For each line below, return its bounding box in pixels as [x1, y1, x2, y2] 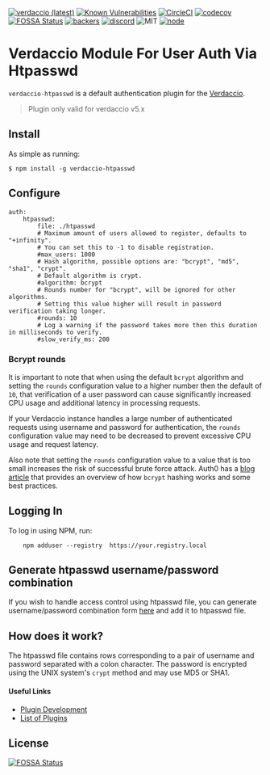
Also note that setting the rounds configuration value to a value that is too [8, 455, 251, 465]
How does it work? [8, 629, 104, 642]
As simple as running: [8, 149, 81, 158]
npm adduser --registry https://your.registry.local [23, 541, 207, 550]
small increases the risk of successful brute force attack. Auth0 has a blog [8, 463, 255, 473]
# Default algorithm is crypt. [37, 272, 143, 280]
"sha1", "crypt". [8, 264, 67, 272]
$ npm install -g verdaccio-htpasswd [8, 164, 135, 173]
